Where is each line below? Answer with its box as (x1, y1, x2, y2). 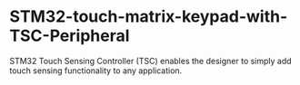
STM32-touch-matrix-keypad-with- (9, 6, 288, 27)
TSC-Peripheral (9, 25, 130, 46)
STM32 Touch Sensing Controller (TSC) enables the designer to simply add (9, 55, 293, 66)
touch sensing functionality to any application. (9, 65, 183, 76)
